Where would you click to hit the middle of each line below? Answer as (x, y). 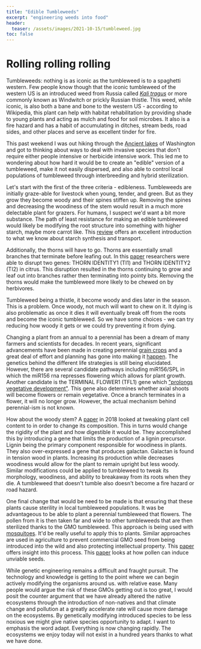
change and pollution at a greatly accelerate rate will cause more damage (97, 609)
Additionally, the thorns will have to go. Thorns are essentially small (89, 250)
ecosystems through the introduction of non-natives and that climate (91, 603)
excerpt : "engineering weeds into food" (58, 17)
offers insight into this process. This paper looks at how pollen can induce (97, 553)
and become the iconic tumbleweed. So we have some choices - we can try (100, 319)
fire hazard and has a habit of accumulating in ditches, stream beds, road (97, 126)
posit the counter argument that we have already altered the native (88, 596)
